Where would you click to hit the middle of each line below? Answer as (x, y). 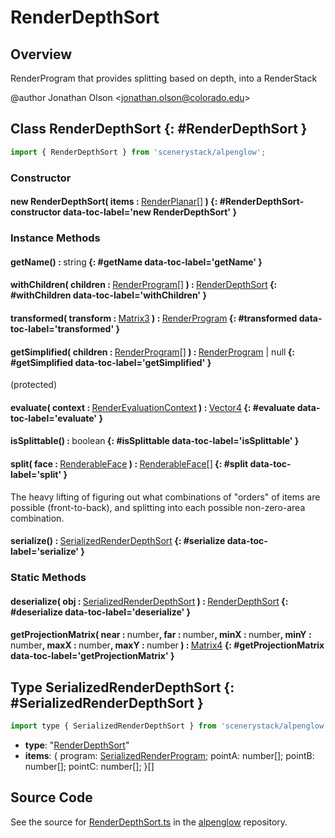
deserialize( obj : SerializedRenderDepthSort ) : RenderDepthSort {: (149, 601)
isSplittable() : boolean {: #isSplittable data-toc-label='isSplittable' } (155, 441)
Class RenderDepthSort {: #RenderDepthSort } (159, 129)
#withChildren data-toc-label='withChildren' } (108, 295)
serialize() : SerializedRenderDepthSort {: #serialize (118, 541)
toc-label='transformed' (62, 328)
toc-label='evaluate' (54, 418)
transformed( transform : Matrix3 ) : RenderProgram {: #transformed (154, 318)
